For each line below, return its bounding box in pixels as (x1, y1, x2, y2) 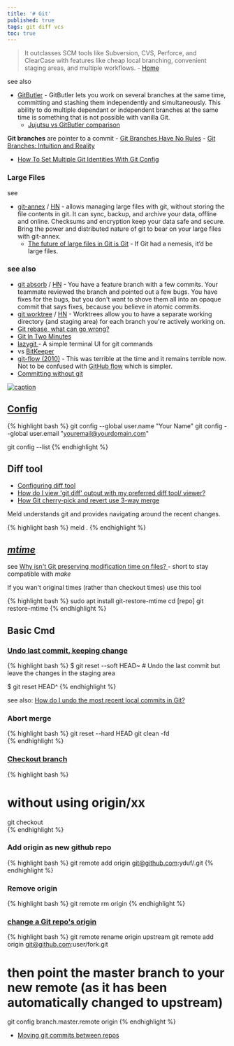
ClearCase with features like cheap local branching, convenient (24, 57, 207, 65)
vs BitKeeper (17, 347, 54, 355)
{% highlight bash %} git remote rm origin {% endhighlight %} (7, 900, 186, 908)
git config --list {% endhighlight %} (7, 442, 108, 451)
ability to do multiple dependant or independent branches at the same (17, 106, 219, 114)
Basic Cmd (7, 624, 55, 637)
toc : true (7, 29, 36, 37)
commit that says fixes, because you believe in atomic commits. (17, 302, 201, 311)
